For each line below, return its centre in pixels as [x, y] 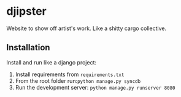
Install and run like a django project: [52, 62]
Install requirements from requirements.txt [70, 74]
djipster [27, 11]
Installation [28, 48]
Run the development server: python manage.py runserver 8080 [95, 87]
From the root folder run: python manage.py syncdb [78, 80]
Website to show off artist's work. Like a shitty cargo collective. [87, 28]
